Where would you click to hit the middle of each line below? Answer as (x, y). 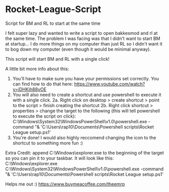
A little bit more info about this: (37, 69)
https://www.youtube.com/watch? (110, 84)
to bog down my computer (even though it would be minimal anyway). (78, 49)
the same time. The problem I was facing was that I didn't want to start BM (83, 38)
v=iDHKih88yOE (29, 89)
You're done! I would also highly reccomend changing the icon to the (84, 137)
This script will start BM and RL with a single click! (57, 59)
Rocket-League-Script (53, 9)
